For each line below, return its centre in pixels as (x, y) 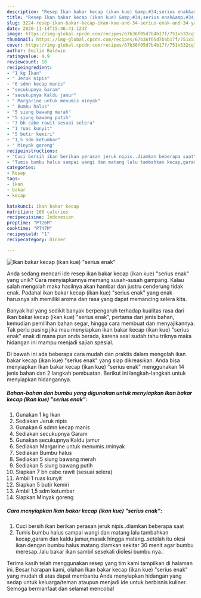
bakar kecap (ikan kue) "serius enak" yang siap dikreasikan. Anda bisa (94, 360)
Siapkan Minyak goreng (44, 497)
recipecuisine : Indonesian (40, 217)
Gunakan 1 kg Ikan (38, 414)
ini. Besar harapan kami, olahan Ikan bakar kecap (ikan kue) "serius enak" (98, 569)
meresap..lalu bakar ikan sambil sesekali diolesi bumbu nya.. (90, 551)
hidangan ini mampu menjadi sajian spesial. (60, 342)
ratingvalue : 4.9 (28, 56)
